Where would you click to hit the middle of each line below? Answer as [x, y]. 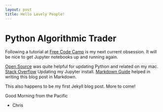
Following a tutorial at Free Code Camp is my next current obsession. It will [81, 52]
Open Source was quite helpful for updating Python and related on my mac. [82, 67]
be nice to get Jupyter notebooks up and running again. [62, 57]
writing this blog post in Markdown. [41, 77]
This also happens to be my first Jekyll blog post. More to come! [70, 87]
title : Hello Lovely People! [35, 14]
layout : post [18, 10]
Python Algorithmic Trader [61, 38]
